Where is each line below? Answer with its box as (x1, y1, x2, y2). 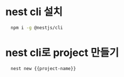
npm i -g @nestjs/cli (10, 24, 63, 31)
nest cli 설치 (5, 5, 63, 19)
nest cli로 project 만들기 (5, 46, 119, 59)
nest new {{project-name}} (10, 65, 76, 71)
